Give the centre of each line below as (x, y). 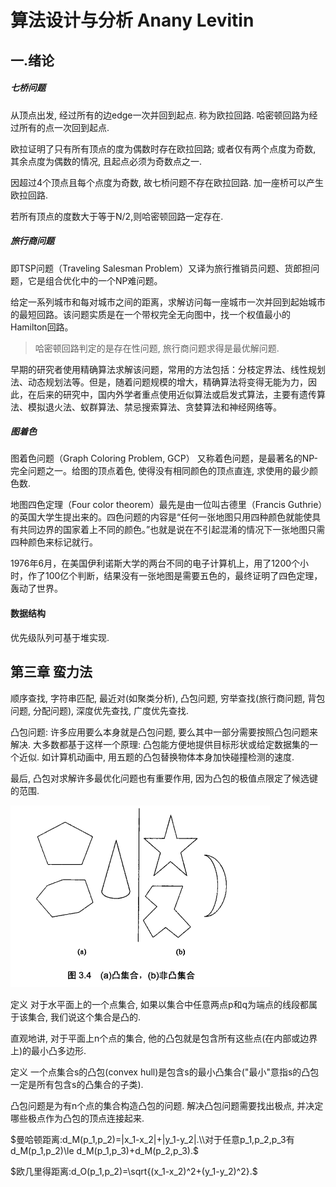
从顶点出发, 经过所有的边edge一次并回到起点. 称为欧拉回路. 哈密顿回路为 (160, 115)
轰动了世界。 (36, 588)
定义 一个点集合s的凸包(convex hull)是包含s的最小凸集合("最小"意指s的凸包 (165, 1072)
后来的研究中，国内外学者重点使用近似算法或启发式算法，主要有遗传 (176, 394)
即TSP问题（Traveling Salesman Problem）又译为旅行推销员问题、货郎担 (161, 268)
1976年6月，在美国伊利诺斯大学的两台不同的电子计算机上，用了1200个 (155, 563)
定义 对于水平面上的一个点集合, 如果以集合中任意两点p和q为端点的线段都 (160, 1004)
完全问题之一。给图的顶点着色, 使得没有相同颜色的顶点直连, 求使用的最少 (160, 471)
